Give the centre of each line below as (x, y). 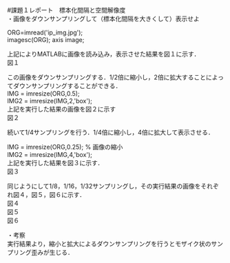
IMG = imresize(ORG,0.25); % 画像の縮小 (65, 147)
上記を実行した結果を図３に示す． (55, 163)
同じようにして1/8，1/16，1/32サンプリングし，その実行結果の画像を (104, 186)
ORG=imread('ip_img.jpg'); (45, 32)
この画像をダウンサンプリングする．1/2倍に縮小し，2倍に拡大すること (107, 77)
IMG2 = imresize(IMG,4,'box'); (50, 155)
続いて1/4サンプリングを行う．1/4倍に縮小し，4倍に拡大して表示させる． (111, 132)
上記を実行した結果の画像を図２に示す (61, 109)
